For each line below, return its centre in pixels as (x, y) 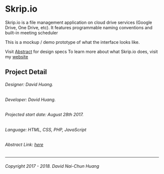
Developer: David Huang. (31, 99)
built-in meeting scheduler (32, 33)
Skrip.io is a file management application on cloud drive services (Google (79, 22)
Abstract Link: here (24, 145)
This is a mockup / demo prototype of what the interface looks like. (72, 42)
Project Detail (26, 72)
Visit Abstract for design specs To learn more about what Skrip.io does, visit (82, 52)
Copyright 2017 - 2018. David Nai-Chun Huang (52, 166)
